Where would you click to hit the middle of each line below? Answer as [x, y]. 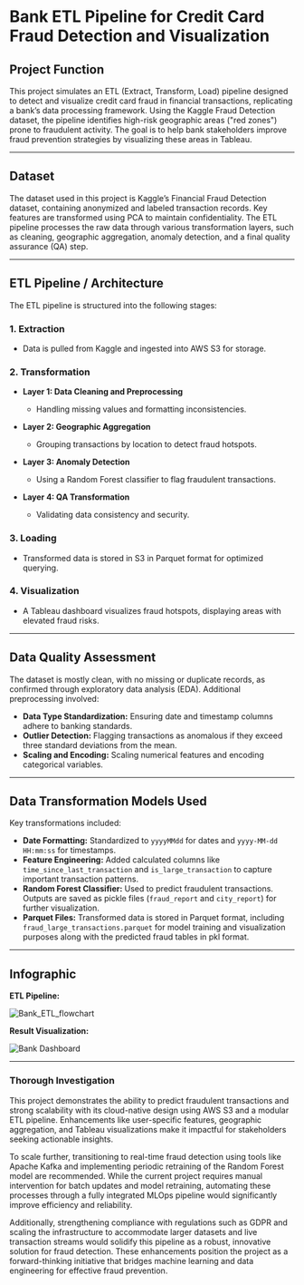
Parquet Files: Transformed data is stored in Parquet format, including [153, 918]
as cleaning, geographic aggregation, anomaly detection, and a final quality [150, 237]
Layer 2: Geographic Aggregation [86, 427]
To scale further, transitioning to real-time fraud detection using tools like [146, 1156]
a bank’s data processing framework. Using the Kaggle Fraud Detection [142, 110]
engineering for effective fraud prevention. [89, 1270]
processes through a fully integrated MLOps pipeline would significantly [143, 1195]
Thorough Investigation [62, 1081]
